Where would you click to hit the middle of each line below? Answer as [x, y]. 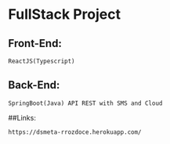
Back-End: [34, 85]
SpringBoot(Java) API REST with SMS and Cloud [85, 103]
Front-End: [35, 43]
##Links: [22, 117]
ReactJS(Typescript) [42, 61]
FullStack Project [65, 14]
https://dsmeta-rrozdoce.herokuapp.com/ [75, 132]
